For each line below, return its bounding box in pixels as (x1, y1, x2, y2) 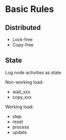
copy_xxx (12, 94, 32, 100)
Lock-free (12, 36, 33, 42)
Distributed (5, 23, 41, 32)
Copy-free (12, 42, 34, 48)
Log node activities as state (5, 69, 62, 75)
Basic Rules (5, 3, 54, 15)
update (12, 129, 27, 135)
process (12, 124, 29, 130)
